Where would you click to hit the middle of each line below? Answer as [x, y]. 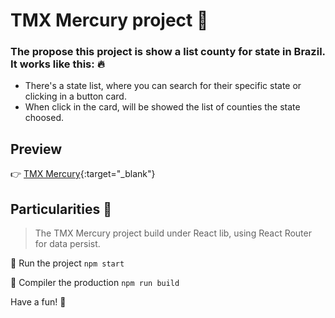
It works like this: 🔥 [57, 64]
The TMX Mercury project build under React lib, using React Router [173, 233]
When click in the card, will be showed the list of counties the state [162, 107]
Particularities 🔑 [61, 209]
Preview [36, 149]
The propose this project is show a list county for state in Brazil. [168, 52]
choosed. [44, 118]
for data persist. [67, 244]
